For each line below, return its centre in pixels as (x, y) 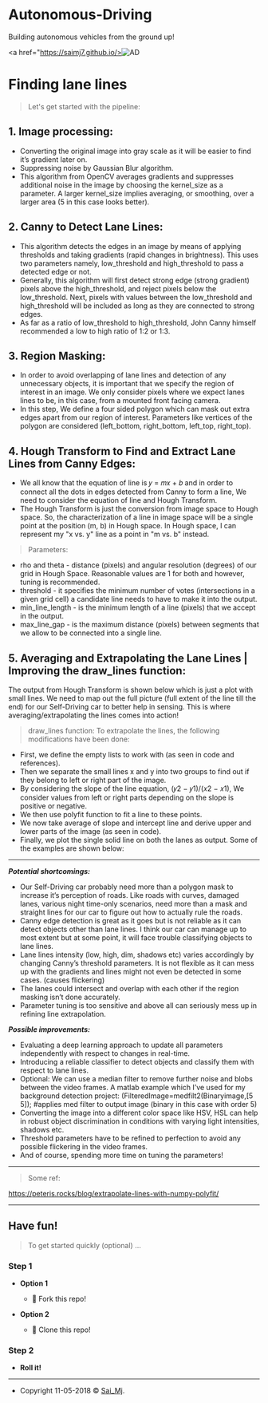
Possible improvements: (49, 1029)
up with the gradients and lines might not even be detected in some (130, 971)
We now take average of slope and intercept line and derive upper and (136, 823)
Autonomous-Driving (80, 15)
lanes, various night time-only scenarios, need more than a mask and (133, 903)
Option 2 (34, 1314)
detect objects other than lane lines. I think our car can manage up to (133, 929)
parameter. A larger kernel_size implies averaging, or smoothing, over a (137, 193)
